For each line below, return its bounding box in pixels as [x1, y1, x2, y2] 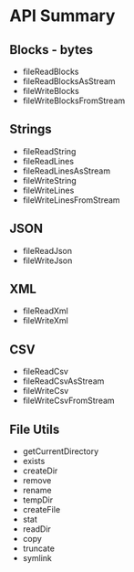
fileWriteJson [22, 255, 73, 266]
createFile [22, 504, 61, 515]
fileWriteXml [22, 315, 68, 326]
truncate [22, 543, 55, 554]
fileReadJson [22, 245, 73, 256]
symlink [22, 553, 53, 564]
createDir [22, 465, 58, 476]
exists [22, 456, 46, 467]
